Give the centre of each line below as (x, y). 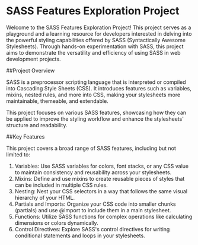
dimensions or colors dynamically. (57, 223)
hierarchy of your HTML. (45, 197)
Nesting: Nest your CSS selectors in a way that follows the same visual (101, 191)
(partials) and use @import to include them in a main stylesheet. (93, 210)
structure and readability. (37, 125)
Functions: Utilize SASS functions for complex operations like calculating (103, 216)
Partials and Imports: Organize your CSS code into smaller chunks (95, 204)
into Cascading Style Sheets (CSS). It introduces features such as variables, (99, 88)
